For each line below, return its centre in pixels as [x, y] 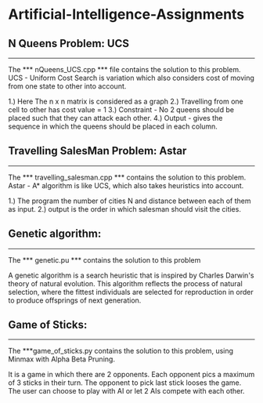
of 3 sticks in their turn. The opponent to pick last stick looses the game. [125, 383]
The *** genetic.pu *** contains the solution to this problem [104, 260]
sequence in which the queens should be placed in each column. [113, 126]
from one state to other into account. [67, 86]
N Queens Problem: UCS [68, 44]
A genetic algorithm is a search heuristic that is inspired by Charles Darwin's [131, 275]
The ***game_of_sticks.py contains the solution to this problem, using [121, 351]
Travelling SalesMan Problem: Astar [97, 151]
